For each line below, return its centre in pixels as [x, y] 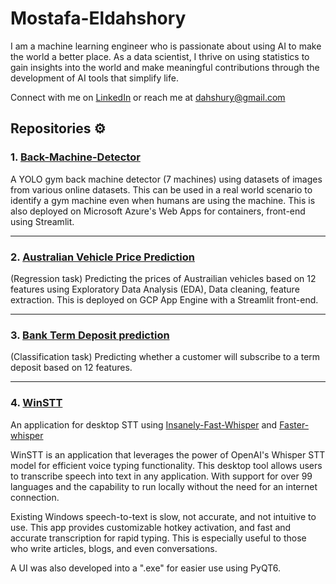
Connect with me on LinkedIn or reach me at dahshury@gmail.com [148, 97]
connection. [35, 497]
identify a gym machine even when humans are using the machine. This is [163, 200]
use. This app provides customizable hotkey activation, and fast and [151, 527]
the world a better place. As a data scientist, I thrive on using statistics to [160, 56]
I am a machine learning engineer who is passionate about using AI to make [166, 46]
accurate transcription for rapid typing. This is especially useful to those [158, 538]
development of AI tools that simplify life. [94, 78]
